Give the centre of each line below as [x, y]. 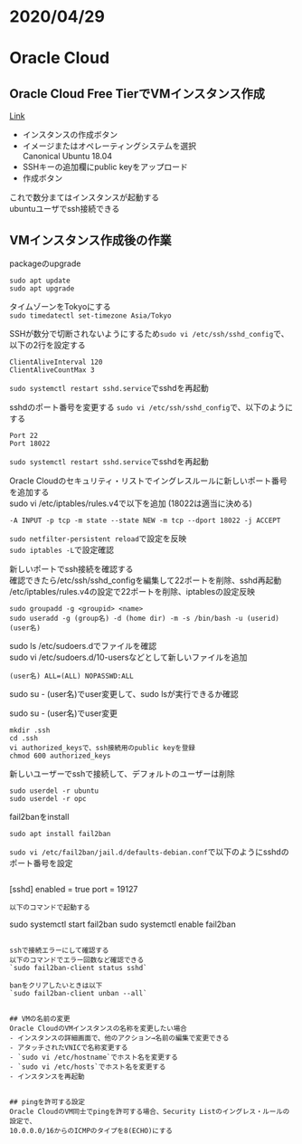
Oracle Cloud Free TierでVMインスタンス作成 [137, 94]
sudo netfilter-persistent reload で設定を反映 [98, 539]
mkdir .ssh [30, 730]
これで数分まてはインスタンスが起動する [85, 197]
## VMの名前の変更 [40, 1019]
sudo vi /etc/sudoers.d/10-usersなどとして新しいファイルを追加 [128, 657]
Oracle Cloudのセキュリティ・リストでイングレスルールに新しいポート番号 [148, 481]
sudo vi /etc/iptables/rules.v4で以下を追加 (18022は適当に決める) [131, 503]
